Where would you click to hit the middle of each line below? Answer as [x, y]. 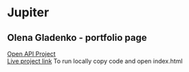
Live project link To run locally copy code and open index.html [95, 61]
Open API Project [32, 54]
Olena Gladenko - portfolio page [77, 38]
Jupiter [28, 13]
